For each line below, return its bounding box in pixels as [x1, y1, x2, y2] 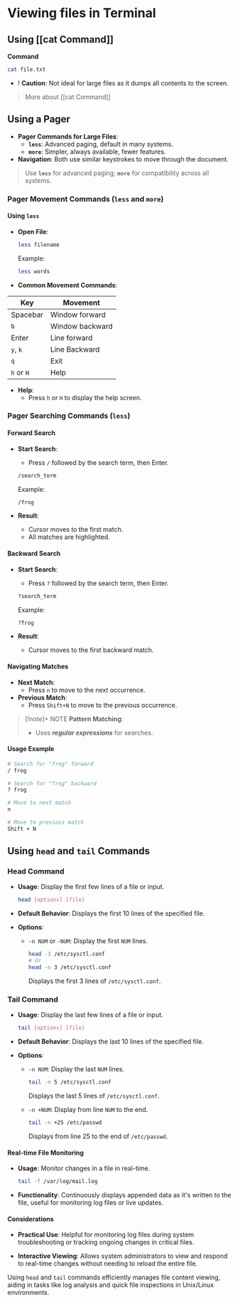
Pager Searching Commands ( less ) [7, 411, 131, 421]
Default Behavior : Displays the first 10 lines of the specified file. [17, 909, 205, 918]
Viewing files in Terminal [7, 5, 156, 21]
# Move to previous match [7, 819, 84, 826]
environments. [7, 1288, 50, 1297]
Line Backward [50, 344, 100, 354]
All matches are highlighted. [28, 532, 110, 542]
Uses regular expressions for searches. [35, 728, 153, 737]
